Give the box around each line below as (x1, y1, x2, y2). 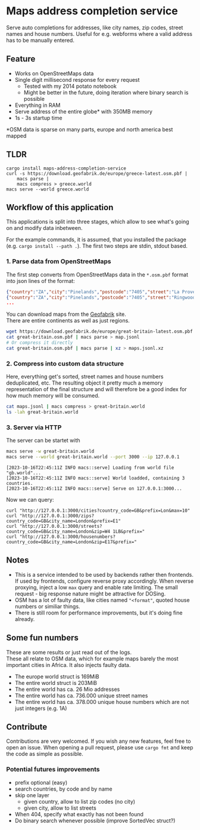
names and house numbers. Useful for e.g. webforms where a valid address (6, 30, 192, 37)
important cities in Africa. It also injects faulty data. (6, 661, 131, 668)
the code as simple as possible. (6, 751, 83, 758)
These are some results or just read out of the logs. (6, 648, 132, 656)
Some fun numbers (6, 633, 79, 643)
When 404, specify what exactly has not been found (14, 810, 144, 817)
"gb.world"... (6, 470, 42, 476)
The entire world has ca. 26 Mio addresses (14, 685, 120, 693)
